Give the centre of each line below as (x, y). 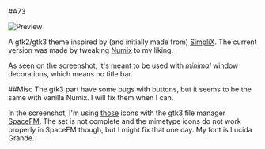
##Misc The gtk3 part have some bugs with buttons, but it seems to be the (130, 89)
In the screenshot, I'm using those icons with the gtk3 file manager (117, 113)
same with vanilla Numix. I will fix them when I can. (91, 97)
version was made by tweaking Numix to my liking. (91, 50)
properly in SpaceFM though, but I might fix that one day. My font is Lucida (130, 130)
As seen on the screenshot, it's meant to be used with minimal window (123, 65)
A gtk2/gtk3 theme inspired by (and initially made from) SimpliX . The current (132, 42)
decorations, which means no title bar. (70, 74)
